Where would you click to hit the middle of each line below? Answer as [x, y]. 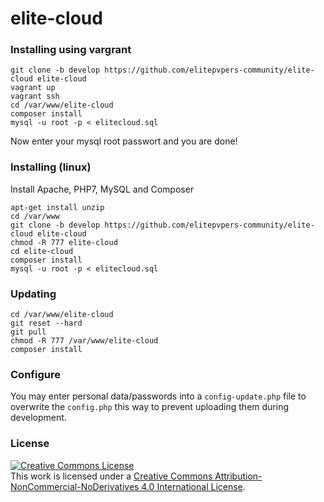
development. [38, 418]
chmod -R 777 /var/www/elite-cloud [84, 341]
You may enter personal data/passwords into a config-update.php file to [158, 396]
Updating [33, 294]
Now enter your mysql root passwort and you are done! [124, 141]
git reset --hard [46, 323]
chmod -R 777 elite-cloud [64, 242]
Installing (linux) [51, 167]
